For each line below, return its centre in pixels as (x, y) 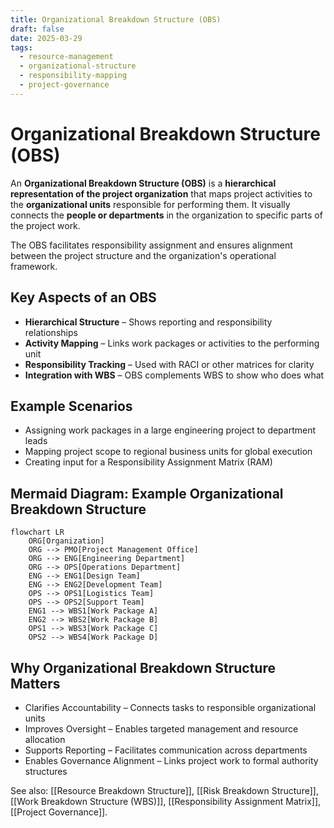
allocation (45, 739)
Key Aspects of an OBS (83, 297)
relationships (51, 332)
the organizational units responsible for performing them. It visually (150, 204)
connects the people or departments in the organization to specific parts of (166, 215)
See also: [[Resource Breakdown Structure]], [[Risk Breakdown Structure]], (164, 790)
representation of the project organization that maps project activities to (161, 193)
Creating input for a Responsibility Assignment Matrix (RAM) (148, 462)
